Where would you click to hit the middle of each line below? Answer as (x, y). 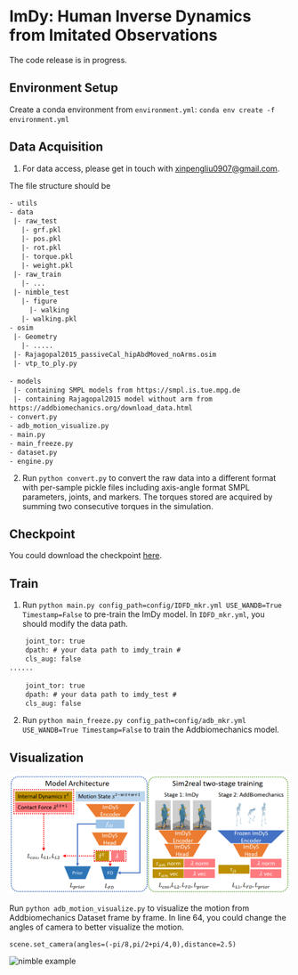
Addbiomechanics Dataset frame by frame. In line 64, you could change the (148, 918)
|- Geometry (35, 337)
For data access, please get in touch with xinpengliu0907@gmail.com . (151, 168)
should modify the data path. (75, 624)
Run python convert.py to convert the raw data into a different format (149, 477)
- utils (24, 203)
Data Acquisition (56, 147)
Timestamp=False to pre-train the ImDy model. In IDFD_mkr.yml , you (143, 614)
